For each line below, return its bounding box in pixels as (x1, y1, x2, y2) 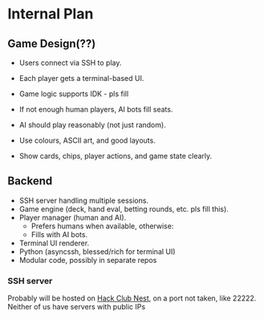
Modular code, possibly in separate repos (18, 255, 157, 264)
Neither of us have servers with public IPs (7, 302, 146, 312)
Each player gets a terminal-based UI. (18, 74, 144, 83)
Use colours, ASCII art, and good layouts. (18, 135, 156, 145)
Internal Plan (7, 5, 94, 23)
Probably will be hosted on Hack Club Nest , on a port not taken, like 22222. (7, 293, 257, 303)
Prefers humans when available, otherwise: (30, 221, 174, 231)
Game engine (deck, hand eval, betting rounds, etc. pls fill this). (18, 204, 229, 213)
